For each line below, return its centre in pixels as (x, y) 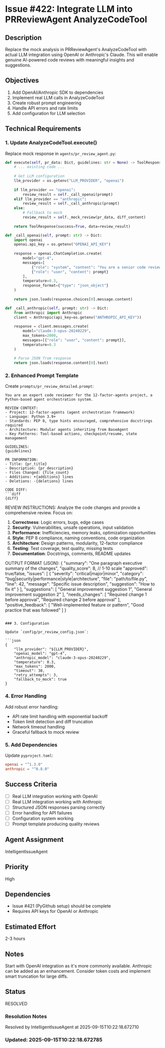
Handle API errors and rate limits (45, 108)
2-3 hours (15, 939)
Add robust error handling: (32, 707)
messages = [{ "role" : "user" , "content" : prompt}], (74, 340)
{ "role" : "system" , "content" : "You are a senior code (89, 267)
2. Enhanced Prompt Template (42, 376)
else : (20, 208)
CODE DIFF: (16, 490)
